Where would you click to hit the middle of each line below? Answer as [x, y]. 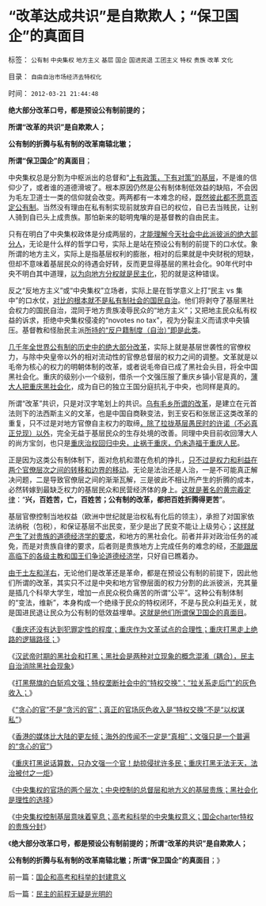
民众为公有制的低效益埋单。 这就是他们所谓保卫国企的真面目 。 [150, 612]
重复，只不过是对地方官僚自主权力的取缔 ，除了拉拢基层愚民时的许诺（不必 [129, 423]
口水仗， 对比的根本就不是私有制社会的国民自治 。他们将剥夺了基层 [133, 300]
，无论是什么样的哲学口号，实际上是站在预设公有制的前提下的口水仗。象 [140, 243]
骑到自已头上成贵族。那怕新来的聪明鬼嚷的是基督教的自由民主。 [119, 217]
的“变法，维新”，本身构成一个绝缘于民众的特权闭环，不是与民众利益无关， [129, 602]
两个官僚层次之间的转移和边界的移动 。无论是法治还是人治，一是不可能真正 [129, 469]
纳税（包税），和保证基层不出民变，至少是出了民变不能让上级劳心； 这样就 [135, 526]
